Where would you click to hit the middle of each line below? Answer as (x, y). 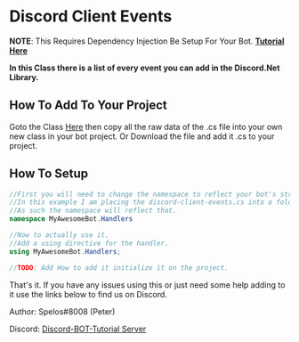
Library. (24, 77)
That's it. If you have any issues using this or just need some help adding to (147, 285)
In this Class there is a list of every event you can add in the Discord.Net (145, 68)
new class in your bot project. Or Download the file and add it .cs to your (142, 136)
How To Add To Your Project (88, 106)
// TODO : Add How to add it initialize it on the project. (119, 268)
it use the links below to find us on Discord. (88, 294)
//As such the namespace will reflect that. (93, 211)
